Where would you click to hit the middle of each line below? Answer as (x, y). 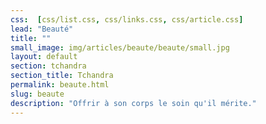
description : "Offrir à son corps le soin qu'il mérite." (133, 103)
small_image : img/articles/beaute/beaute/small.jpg (120, 47)
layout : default (44, 57)
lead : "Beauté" (42, 29)
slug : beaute (37, 94)
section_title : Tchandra (62, 76)
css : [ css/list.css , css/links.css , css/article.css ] (127, 19)
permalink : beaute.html (60, 85)
